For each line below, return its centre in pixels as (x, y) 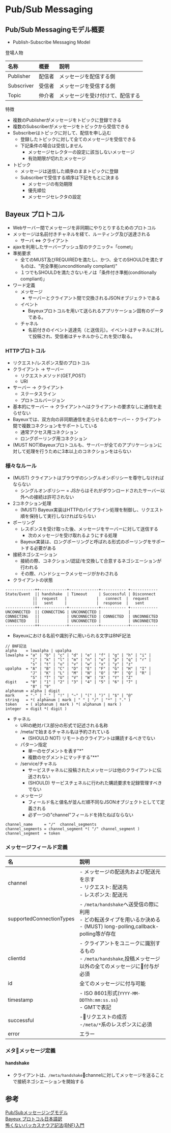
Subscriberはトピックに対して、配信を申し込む (62, 133)
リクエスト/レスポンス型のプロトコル (51, 363)
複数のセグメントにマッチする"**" (63, 757)
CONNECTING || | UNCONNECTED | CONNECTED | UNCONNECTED (82, 617)
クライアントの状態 (33, 580)
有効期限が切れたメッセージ (57, 158)
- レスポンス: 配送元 (104, 894)
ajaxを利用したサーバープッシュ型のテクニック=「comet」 (74, 247)
